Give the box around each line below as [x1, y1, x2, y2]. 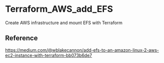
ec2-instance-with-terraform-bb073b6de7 [5, 52, 93, 58]
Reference [5, 34, 38, 42]
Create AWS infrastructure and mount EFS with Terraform [5, 20, 123, 26]
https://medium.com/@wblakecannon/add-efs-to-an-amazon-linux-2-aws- [5, 47, 160, 53]
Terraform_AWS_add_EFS [5, 3, 113, 15]
